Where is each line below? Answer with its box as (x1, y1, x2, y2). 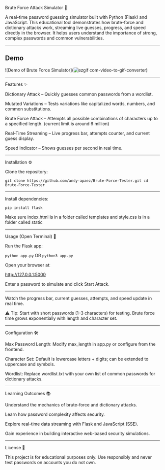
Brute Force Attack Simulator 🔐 (5, 5, 67, 10)
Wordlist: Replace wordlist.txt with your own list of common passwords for (5, 370, 156, 376)
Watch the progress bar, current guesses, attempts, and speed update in (5, 295, 152, 301)
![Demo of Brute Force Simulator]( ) (5, 67, 148, 73)
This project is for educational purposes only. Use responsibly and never (5, 454, 152, 460)
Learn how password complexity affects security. (5, 411, 105, 417)
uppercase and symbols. (5, 361, 55, 367)
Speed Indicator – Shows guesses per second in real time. (5, 145, 123, 151)
